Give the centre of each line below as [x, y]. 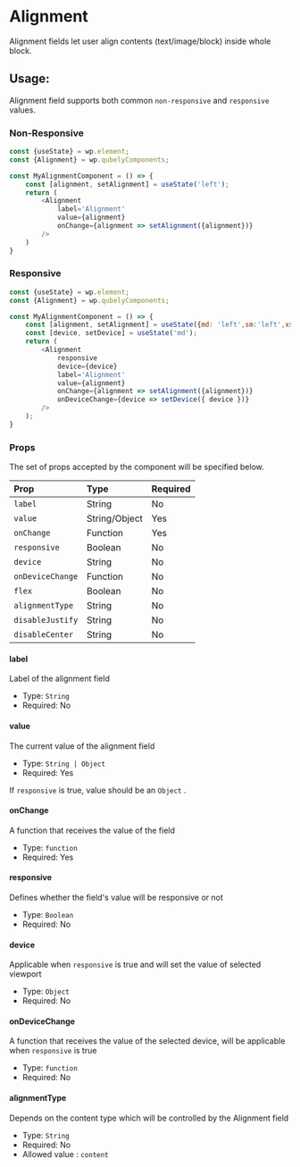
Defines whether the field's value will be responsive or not [116, 897]
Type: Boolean [48, 914]
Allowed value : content [65, 1154]
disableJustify [46, 620]
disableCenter [44, 635]
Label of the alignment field [59, 679]
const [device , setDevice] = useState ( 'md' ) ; [112, 333]
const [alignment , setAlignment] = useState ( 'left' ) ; [127, 184]
